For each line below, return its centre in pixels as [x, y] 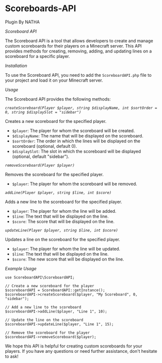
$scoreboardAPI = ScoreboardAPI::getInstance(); [55, 290]
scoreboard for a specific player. [38, 56]
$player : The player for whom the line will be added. [64, 211]
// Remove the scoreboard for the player [48, 333]
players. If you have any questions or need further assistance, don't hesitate [81, 351]
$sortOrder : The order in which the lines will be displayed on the [76, 141]
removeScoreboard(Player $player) [40, 165]
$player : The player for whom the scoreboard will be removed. [74, 184]
